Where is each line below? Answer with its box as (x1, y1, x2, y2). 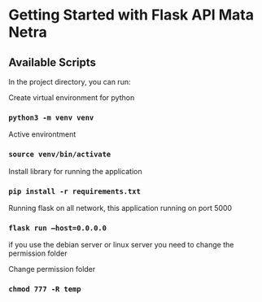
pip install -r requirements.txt (8, 186, 141, 196)
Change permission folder (8, 265, 96, 274)
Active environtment (8, 129, 76, 139)
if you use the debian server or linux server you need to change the (8, 240, 234, 250)
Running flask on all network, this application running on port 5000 (8, 203, 233, 212)
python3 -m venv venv (8, 112, 94, 122)
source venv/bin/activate (8, 150, 111, 160)
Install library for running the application (8, 166, 142, 176)
